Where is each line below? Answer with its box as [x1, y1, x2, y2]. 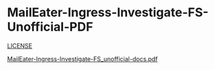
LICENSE [7, 41, 33, 50]
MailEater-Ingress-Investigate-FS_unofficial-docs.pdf [7, 54, 158, 63]
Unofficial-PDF [7, 19, 93, 35]
